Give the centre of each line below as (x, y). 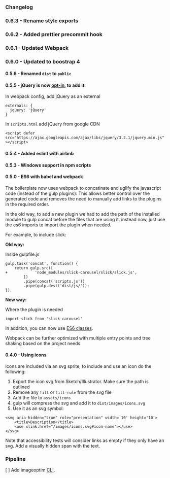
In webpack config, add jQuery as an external (53, 96)
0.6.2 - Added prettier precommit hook (54, 34)
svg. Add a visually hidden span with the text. (53, 446)
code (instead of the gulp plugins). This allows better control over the (78, 193)
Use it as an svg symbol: (38, 408)
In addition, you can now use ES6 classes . (49, 328)
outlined (21, 387)
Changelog (19, 7)
